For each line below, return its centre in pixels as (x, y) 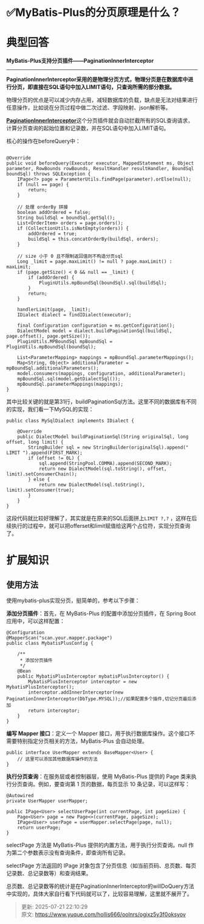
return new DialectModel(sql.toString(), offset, (103, 469)
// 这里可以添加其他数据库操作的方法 (58, 759)
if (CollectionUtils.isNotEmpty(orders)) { (73, 229)
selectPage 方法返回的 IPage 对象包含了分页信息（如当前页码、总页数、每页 (101, 865)
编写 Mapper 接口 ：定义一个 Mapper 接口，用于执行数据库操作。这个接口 (98, 734)
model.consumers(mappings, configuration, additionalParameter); (102, 374)
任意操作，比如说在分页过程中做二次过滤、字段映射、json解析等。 (89, 108)
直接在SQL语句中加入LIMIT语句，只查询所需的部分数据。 (104, 87)
